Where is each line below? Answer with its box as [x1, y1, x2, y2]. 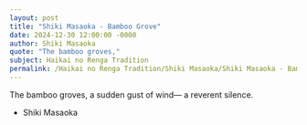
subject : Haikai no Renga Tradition [9, 56, 149, 65]
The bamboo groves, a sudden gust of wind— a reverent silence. [9, 89, 254, 100]
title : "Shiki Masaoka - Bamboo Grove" [9, 22, 162, 31]
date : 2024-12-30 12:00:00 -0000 [9, 30, 137, 39]
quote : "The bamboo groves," [9, 47, 121, 57]
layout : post [9, 13, 59, 23]
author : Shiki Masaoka [9, 38, 96, 48]
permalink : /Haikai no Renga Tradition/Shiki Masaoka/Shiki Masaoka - [9, 65, 284, 74]
